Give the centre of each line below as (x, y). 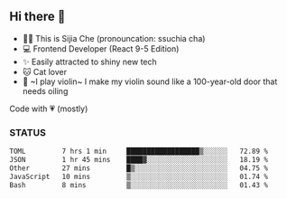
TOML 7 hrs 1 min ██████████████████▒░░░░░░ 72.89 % (139, 152)
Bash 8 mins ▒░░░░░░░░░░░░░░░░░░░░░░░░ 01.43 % (139, 185)
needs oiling (45, 90)
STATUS (28, 132)
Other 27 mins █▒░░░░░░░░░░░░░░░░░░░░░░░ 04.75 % (139, 168)
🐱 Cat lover (45, 71)
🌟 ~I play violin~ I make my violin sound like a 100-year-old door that (150, 81)
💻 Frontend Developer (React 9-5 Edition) (101, 48)
